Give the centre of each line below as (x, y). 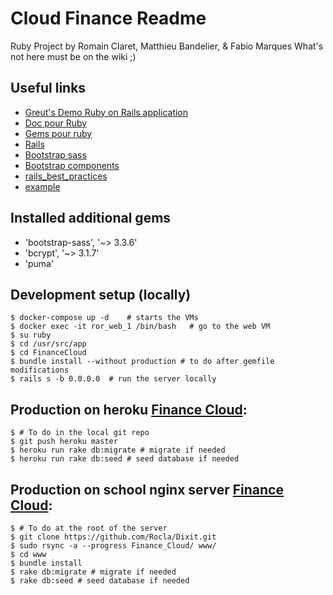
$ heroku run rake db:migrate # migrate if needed (118, 450)
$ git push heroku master (64, 442)
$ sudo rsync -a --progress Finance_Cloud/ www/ (113, 546)
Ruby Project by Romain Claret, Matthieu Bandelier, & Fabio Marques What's (167, 46)
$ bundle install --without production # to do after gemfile (142, 362)
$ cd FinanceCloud (48, 353)
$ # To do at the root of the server (89, 528)
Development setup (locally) (101, 294)
